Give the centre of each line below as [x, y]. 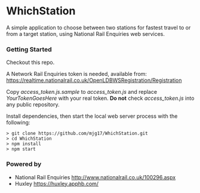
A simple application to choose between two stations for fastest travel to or [99, 27]
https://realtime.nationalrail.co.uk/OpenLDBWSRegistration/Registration [94, 80]
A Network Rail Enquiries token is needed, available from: [77, 74]
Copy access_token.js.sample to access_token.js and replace [81, 92]
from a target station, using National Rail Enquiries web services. [86, 33]
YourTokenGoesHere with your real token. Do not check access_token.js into [100, 98]
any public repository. [33, 105]
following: [18, 122]
